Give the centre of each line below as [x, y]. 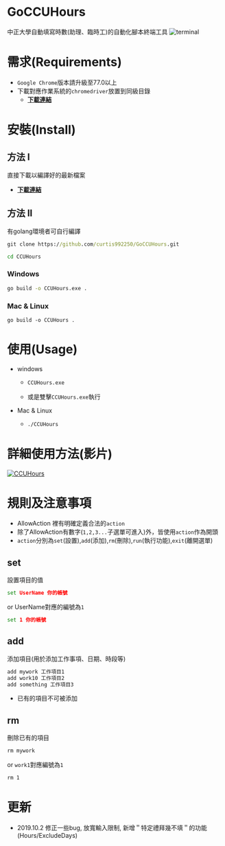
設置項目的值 [25, 580]
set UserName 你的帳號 [37, 593]
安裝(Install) [42, 130]
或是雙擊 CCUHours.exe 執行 [64, 397]
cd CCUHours [24, 257]
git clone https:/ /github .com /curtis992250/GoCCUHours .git [93, 244]
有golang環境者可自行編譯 [44, 231]
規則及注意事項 [49, 503]
